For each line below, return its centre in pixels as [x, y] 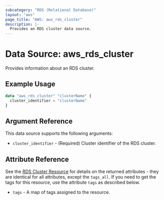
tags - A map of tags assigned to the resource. [61, 192]
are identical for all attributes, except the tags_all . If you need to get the [81, 177]
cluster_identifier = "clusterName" [48, 101]
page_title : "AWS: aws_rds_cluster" [44, 19]
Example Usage [30, 84]
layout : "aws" [20, 15]
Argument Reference [39, 121]
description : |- [22, 24]
